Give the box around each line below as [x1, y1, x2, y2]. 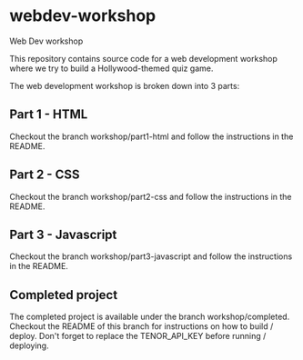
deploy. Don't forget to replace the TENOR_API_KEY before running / [9, 331, 267, 342]
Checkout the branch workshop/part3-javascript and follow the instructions [9, 251, 293, 262]
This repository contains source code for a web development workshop [9, 53, 278, 64]
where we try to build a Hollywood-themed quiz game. [9, 63, 214, 74]
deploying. [9, 340, 49, 351]
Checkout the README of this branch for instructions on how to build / [9, 321, 274, 332]
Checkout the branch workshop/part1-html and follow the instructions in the [9, 131, 294, 142]
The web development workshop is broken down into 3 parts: [9, 80, 240, 91]
